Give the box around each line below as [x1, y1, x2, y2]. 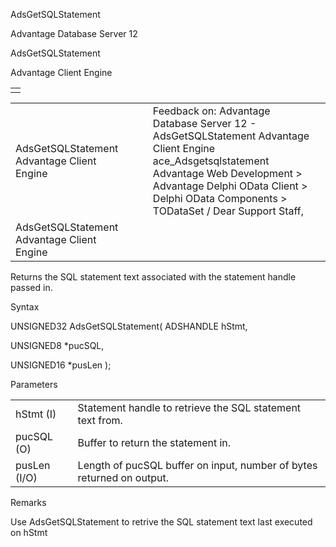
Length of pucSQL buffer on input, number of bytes [77, 459, 318, 472]
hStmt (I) [15, 407, 57, 421]
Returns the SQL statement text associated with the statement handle [10, 271, 297, 283]
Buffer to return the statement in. [77, 436, 232, 449]
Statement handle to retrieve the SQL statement [77, 401, 302, 414]
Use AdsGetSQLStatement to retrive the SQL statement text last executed [10, 516, 313, 528]
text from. [77, 414, 123, 427]
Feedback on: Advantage [152, 104, 271, 118]
